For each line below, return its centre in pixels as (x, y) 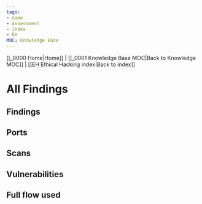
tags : (13, 12)
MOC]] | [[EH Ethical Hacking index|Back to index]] (71, 64)
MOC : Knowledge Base (33, 40)
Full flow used (34, 195)
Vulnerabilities (35, 174)
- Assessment (23, 23)
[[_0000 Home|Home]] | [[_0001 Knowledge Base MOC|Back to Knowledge (101, 58)
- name (15, 18)
